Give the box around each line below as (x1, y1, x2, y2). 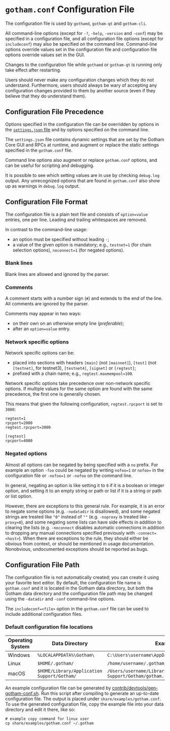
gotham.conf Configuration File (5, 4, 135, 15)
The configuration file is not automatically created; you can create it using (5, 574, 159, 580)
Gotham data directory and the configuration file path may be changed (5, 590, 153, 597)
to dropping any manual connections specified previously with (5, 530, 135, 536)
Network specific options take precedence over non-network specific (5, 380, 151, 387)
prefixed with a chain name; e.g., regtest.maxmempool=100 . (12, 370, 134, 376)
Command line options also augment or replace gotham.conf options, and (5, 157, 157, 163)
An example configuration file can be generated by (5, 685, 111, 691)
